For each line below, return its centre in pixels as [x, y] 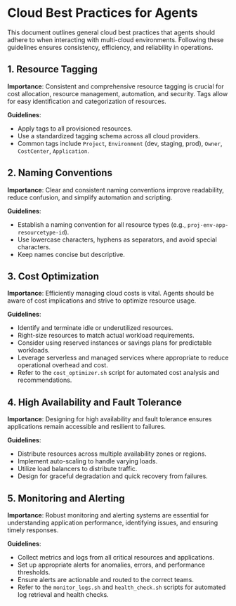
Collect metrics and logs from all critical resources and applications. [116, 557]
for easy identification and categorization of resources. [87, 101]
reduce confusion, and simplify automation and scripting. [90, 197]
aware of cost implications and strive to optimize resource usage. [102, 301]
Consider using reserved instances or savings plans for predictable [114, 343]
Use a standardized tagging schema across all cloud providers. [109, 136]
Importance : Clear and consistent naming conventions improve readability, [116, 190]
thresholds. [34, 572]
